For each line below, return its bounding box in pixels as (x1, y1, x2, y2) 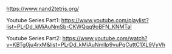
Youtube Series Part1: (6, 17, 60, 23)
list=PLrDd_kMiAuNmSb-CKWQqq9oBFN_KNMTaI (6, 23, 132, 30)
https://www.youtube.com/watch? (62, 35, 148, 41)
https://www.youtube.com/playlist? (61, 17, 149, 23)
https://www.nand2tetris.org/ (6, 5, 79, 12)
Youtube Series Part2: (6, 35, 61, 41)
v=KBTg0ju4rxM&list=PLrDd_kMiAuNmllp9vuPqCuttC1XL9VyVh (6, 41, 166, 48)
